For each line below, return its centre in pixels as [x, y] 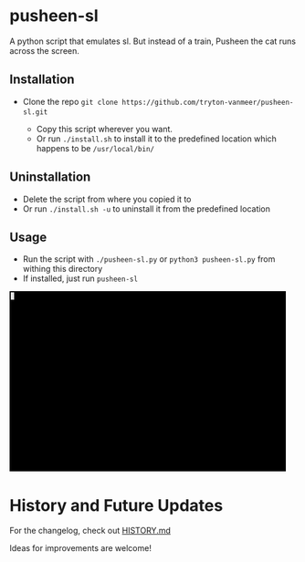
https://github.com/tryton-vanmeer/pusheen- [208, 102]
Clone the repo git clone [70, 101]
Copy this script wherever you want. [105, 129]
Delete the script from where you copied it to [107, 199]
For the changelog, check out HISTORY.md [90, 531]
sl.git [35, 112]
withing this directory [63, 269]
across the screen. [45, 50]
